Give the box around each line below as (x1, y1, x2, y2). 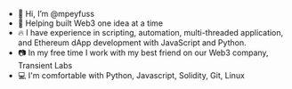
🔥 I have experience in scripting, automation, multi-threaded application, (17, 28, 284, 37)
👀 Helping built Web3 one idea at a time (17, 18, 163, 28)
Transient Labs (17, 61, 73, 70)
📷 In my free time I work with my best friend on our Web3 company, (17, 47, 269, 58)
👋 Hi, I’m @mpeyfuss (17, 9, 95, 19)
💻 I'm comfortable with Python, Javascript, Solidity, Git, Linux (17, 70, 246, 80)
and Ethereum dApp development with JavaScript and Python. (17, 37, 247, 48)
